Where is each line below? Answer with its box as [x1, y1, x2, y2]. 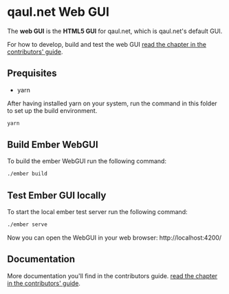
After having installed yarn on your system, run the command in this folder [7, 99, 218, 107]
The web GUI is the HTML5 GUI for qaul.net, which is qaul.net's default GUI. [7, 27, 223, 35]
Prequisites [7, 67, 57, 79]
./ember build [7, 170, 48, 178]
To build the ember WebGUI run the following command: [7, 157, 167, 165]
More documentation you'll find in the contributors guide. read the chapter [7, 271, 218, 280]
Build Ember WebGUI [7, 139, 98, 151]
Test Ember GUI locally [7, 189, 107, 201]
